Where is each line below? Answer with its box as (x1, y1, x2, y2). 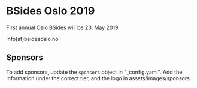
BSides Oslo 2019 (6, 4, 95, 18)
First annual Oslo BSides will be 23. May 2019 (6, 24, 119, 31)
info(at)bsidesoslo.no (6, 35, 59, 42)
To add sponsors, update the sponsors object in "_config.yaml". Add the (6, 68, 183, 76)
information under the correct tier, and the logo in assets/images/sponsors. (6, 74, 192, 81)
